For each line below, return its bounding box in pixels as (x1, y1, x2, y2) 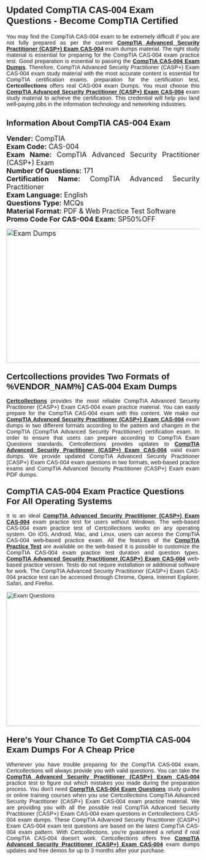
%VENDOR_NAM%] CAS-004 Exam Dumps (6, 381, 177, 391)
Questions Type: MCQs (6, 198, 84, 207)
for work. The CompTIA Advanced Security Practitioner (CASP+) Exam (6, 568, 185, 575)
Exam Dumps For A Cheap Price (6, 745, 135, 755)
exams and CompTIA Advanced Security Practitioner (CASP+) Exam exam (6, 465, 200, 472)
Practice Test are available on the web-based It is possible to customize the (6, 543, 200, 550)
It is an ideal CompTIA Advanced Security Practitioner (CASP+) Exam (6, 512, 200, 520)
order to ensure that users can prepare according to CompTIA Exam (6, 434, 200, 442)
